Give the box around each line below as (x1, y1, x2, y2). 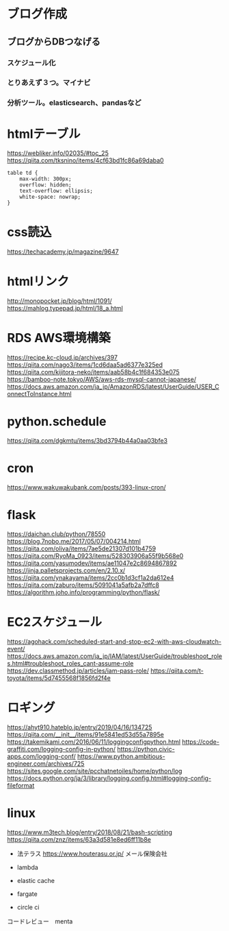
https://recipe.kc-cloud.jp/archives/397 (7, 354, 118, 362)
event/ (7, 644, 25, 653)
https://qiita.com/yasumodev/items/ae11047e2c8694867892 (7, 559, 178, 567)
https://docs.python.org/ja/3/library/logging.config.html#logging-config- (7, 774, 212, 782)
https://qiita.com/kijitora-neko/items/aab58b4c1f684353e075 (7, 368, 180, 376)
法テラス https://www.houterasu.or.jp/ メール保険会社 (16, 849, 167, 858)
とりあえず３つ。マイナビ (7, 78, 91, 88)
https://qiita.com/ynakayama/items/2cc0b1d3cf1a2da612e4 (7, 573, 174, 581)
